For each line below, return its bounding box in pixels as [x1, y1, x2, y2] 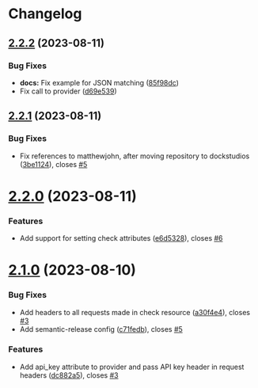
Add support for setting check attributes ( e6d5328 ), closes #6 [19, 234, 223, 243]
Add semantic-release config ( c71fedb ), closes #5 [19, 324, 184, 333]
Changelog [8, 5, 82, 23]
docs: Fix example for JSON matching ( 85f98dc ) [19, 78, 180, 87]
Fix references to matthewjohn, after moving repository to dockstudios [19, 151, 250, 161]
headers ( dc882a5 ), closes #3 [19, 370, 119, 380]
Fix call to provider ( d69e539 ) [19, 86, 117, 96]
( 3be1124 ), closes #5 [19, 159, 88, 169]
